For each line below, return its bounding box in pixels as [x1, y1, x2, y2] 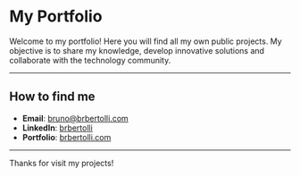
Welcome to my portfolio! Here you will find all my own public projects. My [9, 36, 283, 46]
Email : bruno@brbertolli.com [21, 113, 129, 123]
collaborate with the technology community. [9, 55, 171, 65]
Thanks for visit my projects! [9, 157, 114, 168]
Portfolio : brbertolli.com [21, 131, 112, 142]
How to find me [9, 89, 96, 105]
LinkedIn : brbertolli [21, 122, 94, 133]
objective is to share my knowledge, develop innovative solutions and [9, 45, 265, 55]
